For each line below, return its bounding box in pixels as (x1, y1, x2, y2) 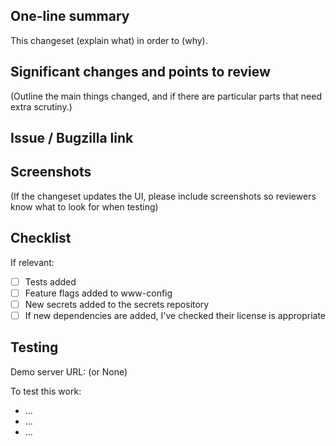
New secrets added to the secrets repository (24, 298, 210, 310)
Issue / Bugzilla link (10, 130, 134, 147)
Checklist (10, 230, 72, 247)
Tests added (24, 275, 77, 288)
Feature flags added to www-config (24, 287, 173, 299)
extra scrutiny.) (10, 100, 73, 113)
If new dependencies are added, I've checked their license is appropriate (24, 309, 327, 321)
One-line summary (10, 8, 130, 25)
